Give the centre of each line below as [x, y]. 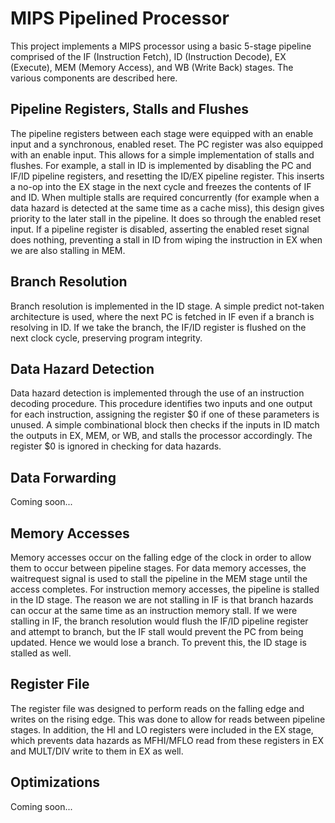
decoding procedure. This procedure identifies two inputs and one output [161, 404]
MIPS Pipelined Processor [120, 18]
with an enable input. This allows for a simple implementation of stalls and [162, 154]
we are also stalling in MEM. [68, 250]
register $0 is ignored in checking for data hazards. [116, 446]
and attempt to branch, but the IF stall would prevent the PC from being [157, 631]
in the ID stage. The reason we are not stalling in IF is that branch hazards [162, 600]
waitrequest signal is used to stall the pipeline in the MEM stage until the [159, 578]
